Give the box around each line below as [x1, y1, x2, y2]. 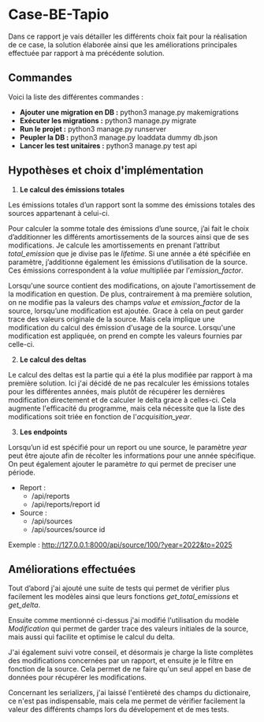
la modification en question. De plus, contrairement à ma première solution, [8, 289, 253, 299]
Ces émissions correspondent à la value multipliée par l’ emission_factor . [8, 266, 244, 275]
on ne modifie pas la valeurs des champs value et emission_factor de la [8, 297, 240, 307]
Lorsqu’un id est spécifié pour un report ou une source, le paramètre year [8, 442, 247, 452]
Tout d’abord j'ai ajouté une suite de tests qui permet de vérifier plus [8, 583, 230, 593]
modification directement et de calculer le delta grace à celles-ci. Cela [8, 395, 236, 404]
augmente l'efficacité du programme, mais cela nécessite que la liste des [8, 404, 246, 413]
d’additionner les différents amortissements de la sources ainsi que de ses [8, 232, 250, 241]
